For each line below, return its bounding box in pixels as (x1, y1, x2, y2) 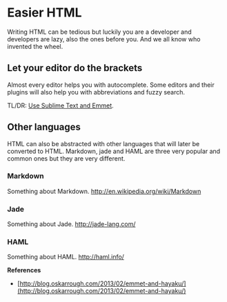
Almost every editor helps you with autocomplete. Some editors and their (7, 81, 215, 89)
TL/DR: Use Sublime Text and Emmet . (7, 101, 114, 110)
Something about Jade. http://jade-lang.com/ (7, 220, 136, 228)
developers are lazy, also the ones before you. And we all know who (7, 34, 201, 43)
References (7, 266, 41, 274)
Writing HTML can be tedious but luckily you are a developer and (7, 28, 192, 36)
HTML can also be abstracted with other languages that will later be (7, 139, 200, 148)
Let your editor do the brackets (7, 62, 143, 74)
